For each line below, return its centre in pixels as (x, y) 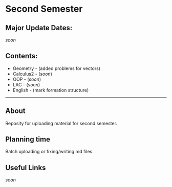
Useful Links (26, 167)
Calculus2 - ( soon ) (33, 74)
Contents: (21, 56)
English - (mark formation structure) (51, 90)
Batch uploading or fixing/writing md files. (49, 152)
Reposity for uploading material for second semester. (61, 123)
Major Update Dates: (39, 28)
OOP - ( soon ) (27, 79)
